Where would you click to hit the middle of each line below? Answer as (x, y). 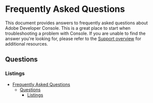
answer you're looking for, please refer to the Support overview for (73, 39)
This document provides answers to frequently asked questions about (76, 23)
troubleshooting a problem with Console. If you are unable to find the (76, 33)
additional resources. (27, 44)
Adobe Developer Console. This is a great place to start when (68, 28)
